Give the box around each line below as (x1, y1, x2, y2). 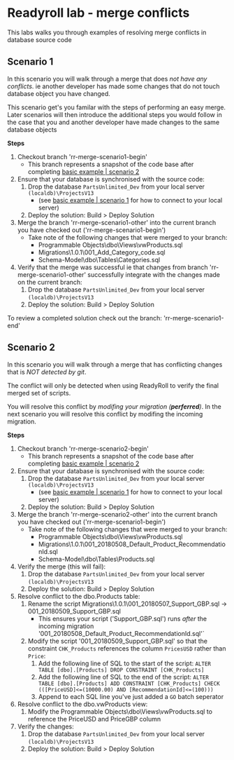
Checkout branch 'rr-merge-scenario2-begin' (17, 444, 149, 453)
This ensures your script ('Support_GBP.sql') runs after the (38, 614, 207, 623)
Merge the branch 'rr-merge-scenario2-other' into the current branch (17, 510, 218, 518)
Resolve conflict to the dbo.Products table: (17, 592, 140, 600)
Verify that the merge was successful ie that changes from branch (17, 263, 208, 271)
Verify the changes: (17, 722, 75, 731)
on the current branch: (17, 278, 82, 286)
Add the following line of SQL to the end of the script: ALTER (38, 672, 210, 681)
